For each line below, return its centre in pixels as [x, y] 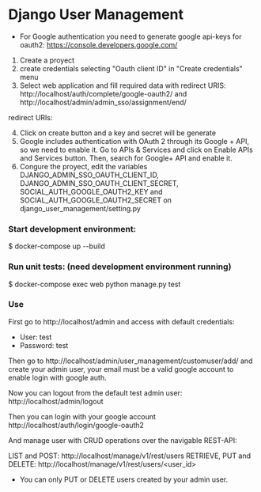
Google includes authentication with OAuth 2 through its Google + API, [134, 141]
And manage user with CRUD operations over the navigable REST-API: [123, 440]
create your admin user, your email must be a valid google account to [121, 369]
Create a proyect [47, 60]
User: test [36, 337]
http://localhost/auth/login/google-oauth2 [76, 425]
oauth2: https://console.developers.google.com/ [98, 44]
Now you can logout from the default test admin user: [95, 392]
